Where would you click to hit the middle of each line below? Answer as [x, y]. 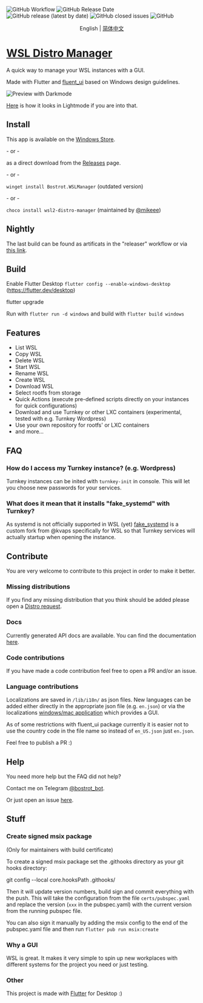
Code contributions [35, 658]
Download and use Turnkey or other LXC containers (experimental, [98, 412]
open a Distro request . [34, 606]
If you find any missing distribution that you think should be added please [98, 600]
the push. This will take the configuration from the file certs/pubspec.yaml [98, 898]
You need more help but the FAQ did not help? [64, 776]
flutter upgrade [25, 302]
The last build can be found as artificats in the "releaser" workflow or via [97, 244]
